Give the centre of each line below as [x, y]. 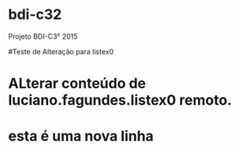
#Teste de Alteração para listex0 [61, 51]
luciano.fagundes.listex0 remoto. [120, 101]
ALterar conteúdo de [77, 84]
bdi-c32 [35, 15]
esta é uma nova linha [81, 136]
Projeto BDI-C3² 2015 [43, 36]
